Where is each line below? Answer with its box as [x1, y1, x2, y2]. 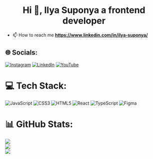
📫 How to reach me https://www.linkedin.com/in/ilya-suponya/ [12, 32, 148, 38]
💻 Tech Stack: [5, 80, 67, 91]
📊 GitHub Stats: [5, 118, 73, 129]
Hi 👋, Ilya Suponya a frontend [22, 4, 145, 16]
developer [62, 15, 106, 26]
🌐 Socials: [5, 48, 38, 57]
